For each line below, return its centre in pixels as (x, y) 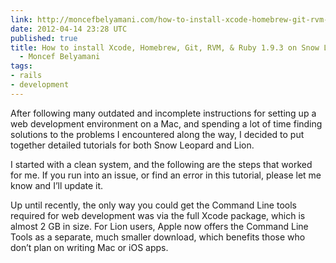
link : (21, 19)
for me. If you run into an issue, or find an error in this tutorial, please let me (166, 175)
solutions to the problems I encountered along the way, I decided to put (157, 134)
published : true (44, 38)
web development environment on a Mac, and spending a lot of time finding (166, 123)
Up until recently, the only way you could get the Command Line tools (153, 205)
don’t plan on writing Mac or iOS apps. (89, 247)
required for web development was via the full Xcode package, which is (158, 215)
